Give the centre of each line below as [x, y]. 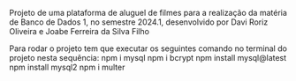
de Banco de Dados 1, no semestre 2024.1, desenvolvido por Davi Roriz [139, 22]
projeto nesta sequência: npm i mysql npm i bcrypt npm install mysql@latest [148, 58]
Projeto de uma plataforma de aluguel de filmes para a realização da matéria [148, 13]
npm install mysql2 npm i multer [67, 67]
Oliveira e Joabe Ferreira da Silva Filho [80, 31]
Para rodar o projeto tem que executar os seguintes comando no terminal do [148, 48]
